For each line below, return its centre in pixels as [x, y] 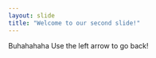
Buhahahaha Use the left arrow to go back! [78, 45]
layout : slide [32, 15]
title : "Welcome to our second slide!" [74, 23]
